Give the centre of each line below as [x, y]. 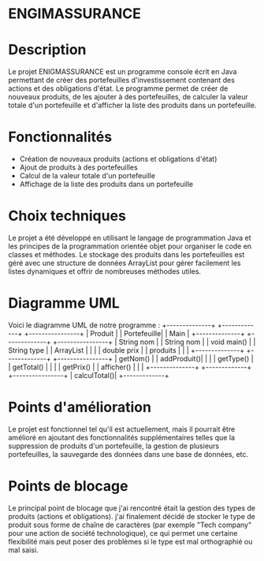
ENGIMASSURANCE [75, 14]
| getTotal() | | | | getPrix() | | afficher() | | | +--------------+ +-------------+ [130, 367]
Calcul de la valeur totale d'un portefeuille [87, 176]
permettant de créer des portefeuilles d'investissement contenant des [121, 80]
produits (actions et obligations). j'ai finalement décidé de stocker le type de [132, 516]
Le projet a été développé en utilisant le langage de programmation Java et [130, 238]
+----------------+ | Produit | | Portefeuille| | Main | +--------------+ [135, 333]
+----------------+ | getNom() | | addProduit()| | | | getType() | [153, 358]
